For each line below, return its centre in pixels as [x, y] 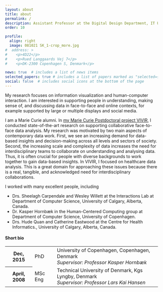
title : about [18, 14]
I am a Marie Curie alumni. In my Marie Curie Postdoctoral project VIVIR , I [78, 120]
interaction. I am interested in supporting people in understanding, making [79, 100]
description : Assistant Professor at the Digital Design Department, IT [80, 23]
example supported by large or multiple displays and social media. [71, 110]
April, [19, 274]
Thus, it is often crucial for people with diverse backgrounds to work [73, 156]
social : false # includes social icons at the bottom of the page [75, 82]
